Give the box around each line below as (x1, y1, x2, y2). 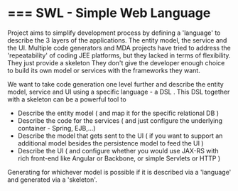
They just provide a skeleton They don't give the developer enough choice (7, 58, 225, 67)
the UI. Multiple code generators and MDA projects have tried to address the (7, 43, 231, 52)
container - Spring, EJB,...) (17, 124, 96, 132)
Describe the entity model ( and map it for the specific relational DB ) (17, 109, 219, 117)
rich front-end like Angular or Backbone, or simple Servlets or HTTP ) (17, 154, 221, 163)
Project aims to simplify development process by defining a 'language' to (7, 28, 221, 37)
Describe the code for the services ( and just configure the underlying (17, 116, 222, 125)
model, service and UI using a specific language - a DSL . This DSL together (7, 87, 230, 96)
